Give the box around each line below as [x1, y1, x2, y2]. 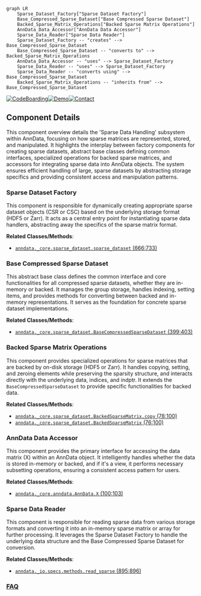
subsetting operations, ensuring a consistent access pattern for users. [6, 467, 181, 473]
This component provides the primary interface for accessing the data [6, 447, 181, 454]
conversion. [6, 544, 36, 551]
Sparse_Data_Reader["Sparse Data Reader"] [17, 32, 125, 38]
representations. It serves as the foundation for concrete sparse [28, 298, 187, 306]
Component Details [6, 112, 80, 123]
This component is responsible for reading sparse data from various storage [6, 518, 196, 526]
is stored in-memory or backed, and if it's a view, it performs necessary [6, 460, 184, 467]
